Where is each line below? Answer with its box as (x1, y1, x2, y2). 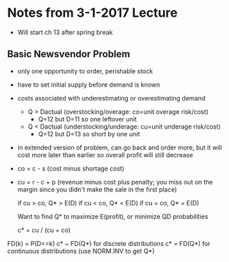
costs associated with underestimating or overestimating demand (17, 94, 206, 102)
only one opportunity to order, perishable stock (17, 66, 154, 75)
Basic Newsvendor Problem (7, 48, 131, 60)
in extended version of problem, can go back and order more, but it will (17, 143, 222, 152)
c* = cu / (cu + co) (17, 226, 71, 234)
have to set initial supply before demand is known (17, 80, 161, 89)
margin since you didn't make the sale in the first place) (17, 185, 177, 194)
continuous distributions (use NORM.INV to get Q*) (7, 247, 155, 255)
